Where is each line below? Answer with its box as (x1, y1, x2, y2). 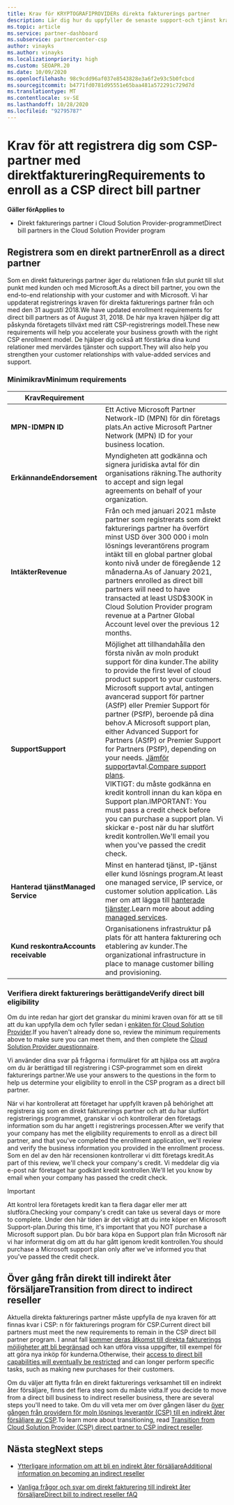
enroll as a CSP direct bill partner (7, 182, 201, 198)
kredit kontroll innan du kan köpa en (104, 787, 222, 797)
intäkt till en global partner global (104, 549, 213, 559)
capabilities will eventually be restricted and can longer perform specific (7, 1357, 214, 1365)
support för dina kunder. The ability (104, 657, 219, 667)
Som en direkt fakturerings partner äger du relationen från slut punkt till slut (7, 276, 224, 284)
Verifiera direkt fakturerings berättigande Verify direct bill (7, 988, 205, 998)
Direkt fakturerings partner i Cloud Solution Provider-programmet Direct (17, 218, 221, 227)
